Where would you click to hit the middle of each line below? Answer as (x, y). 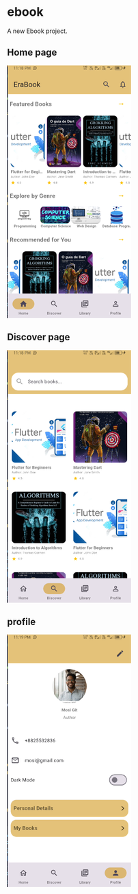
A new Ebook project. (37, 31)
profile (22, 622)
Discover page (39, 337)
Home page (32, 52)
